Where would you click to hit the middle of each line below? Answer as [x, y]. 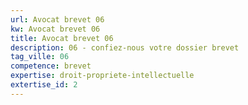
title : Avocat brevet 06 [62, 38]
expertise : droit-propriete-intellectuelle [102, 76]
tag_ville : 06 [40, 57]
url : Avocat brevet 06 [57, 19]
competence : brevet [51, 66]
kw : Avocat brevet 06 [55, 29]
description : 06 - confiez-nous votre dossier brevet [125, 47]
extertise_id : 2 [44, 85]
